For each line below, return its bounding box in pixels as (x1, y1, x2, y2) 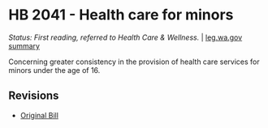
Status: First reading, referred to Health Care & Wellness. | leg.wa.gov (8, 32, 243, 42)
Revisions (8, 89, 59, 103)
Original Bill (19, 110, 59, 120)
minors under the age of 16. (8, 65, 101, 75)
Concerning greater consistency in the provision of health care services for (8, 57, 260, 66)
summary (8, 41, 41, 50)
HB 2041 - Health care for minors (8, 6, 234, 24)
